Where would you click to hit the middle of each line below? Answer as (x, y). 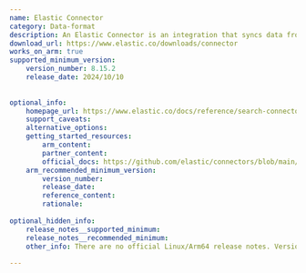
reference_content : (79, 196)
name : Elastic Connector (56, 18)
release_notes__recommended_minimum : (97, 238)
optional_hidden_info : (52, 221)
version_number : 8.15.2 (71, 69)
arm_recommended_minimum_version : (91, 170)
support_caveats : (59, 119)
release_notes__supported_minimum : (93, 229)
